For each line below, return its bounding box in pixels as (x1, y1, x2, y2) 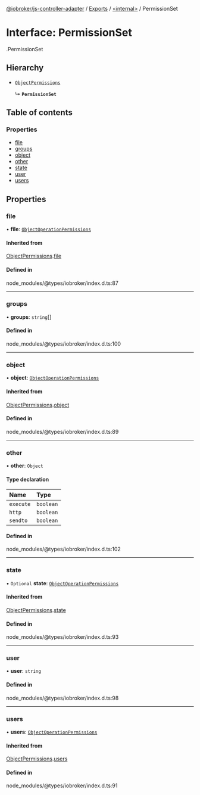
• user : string (6, 667, 42, 675)
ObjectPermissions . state (6, 606, 67, 613)
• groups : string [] (6, 313, 52, 321)
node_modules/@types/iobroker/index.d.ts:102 (6, 545, 121, 553)
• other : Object (6, 462, 43, 470)
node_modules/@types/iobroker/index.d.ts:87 (6, 280, 119, 287)
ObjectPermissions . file (6, 253, 61, 260)
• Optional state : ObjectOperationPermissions (6, 579, 119, 586)
